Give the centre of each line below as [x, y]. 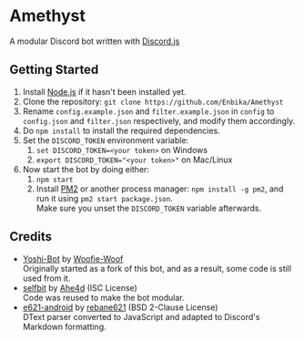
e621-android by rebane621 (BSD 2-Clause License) [120, 307]
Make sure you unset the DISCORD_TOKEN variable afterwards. [149, 208]
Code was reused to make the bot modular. [103, 297]
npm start [55, 180]
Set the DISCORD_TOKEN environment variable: [106, 140]
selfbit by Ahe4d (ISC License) [80, 287]
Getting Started [54, 70]
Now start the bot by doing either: [86, 169]
